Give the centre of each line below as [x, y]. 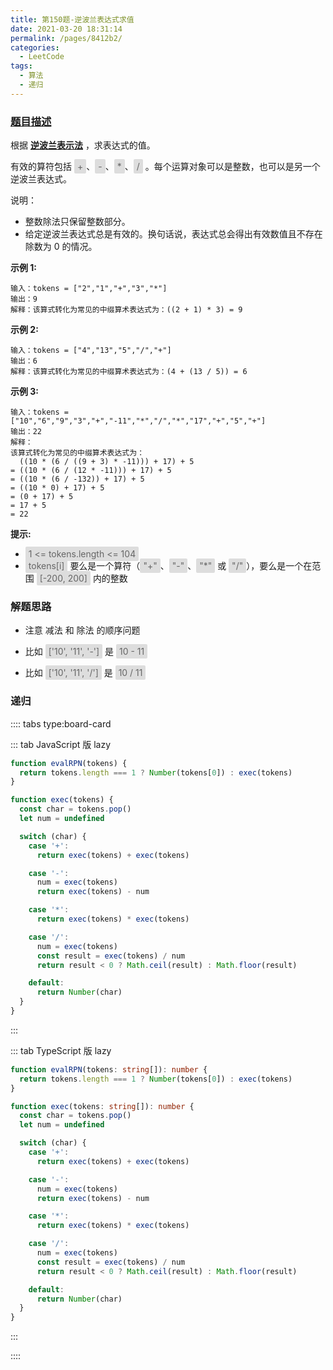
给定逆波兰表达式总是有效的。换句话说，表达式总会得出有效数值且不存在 [173, 234]
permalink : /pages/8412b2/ [66, 38]
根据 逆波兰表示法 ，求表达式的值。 [83, 145]
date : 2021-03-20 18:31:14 [66, 29]
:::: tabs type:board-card [61, 723]
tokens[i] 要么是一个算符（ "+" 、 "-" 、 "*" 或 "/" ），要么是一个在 [170, 566]
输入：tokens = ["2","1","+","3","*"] [89, 289]
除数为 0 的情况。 [61, 247]
